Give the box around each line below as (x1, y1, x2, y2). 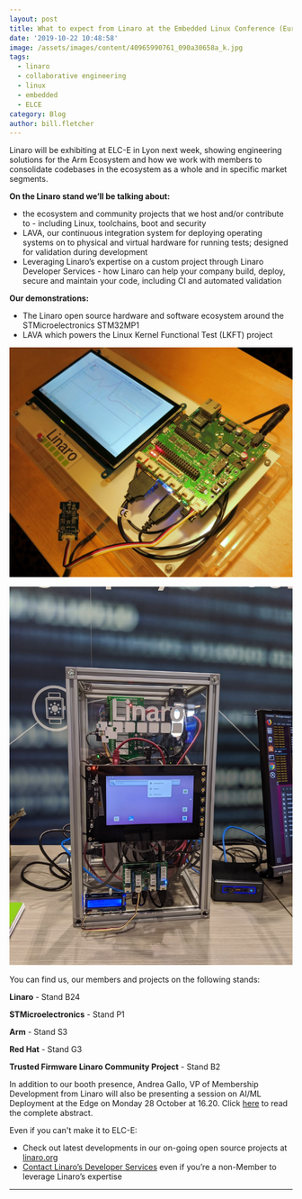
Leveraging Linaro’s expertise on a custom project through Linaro (22, 257, 264, 268)
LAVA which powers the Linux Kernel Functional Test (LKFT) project (22, 330, 273, 341)
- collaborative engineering (17, 72, 127, 81)
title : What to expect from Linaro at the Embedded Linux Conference (9, 23, 276, 33)
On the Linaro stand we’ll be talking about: (9, 191, 171, 202)
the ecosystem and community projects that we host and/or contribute (22, 208, 285, 220)
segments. (9, 174, 49, 185)
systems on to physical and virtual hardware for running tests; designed (22, 237, 289, 248)
